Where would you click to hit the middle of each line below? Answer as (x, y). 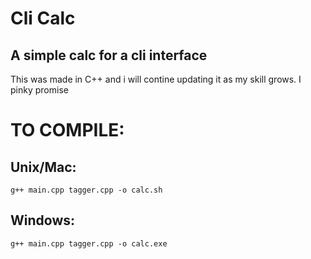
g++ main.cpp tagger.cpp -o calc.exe (89, 243)
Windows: (43, 220)
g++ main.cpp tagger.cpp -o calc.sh (86, 190)
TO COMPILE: (67, 130)
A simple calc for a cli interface (109, 55)
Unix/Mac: (43, 167)
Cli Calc (43, 18)
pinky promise (39, 90)
